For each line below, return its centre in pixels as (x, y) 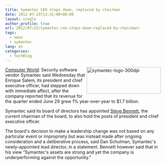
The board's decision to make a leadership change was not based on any (80, 131)
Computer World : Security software (41, 70)
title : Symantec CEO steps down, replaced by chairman (63, 10)
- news (16, 38)
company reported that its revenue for (44, 96)
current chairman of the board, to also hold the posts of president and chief (82, 116)
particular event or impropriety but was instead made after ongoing (73, 136)
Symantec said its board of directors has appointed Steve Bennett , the (77, 111)
